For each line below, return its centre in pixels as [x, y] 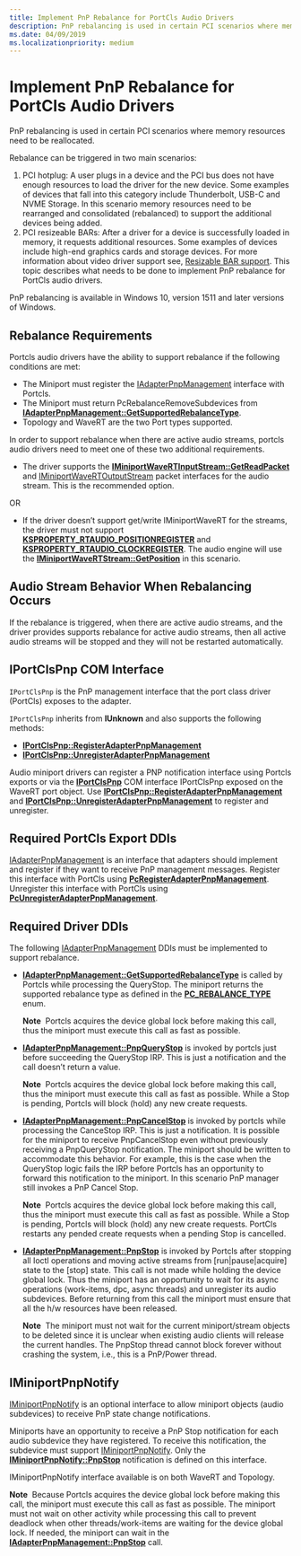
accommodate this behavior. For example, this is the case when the [146, 1159]
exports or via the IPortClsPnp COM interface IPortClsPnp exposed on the [146, 781]
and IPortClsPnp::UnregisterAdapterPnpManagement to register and [139, 801]
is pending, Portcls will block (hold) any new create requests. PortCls [150, 1224]
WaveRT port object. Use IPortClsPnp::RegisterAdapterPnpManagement [146, 791]
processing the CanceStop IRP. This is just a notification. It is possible [151, 1130]
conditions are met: [45, 366]
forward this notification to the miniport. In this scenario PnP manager [150, 1178]
